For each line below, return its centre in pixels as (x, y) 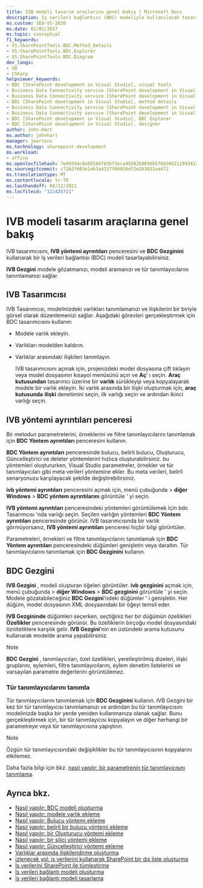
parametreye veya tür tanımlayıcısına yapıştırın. (65, 726)
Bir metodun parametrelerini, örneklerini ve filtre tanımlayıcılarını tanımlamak (101, 434)
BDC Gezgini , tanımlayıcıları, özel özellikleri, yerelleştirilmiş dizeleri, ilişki (97, 659)
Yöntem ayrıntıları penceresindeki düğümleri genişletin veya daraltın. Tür (97, 545)
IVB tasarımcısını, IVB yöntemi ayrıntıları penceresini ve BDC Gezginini (95, 251)
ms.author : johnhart (32, 136)
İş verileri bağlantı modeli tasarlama (59, 878)
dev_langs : (20, 62)
